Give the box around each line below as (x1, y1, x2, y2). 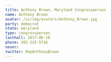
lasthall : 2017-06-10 (5, 35, 50, 40)
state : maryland (5, 26, 39, 31)
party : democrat (5, 21, 39, 26)
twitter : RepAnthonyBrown (5, 49, 59, 54)
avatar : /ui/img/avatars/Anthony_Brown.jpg (5, 16, 97, 21)
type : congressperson (5, 30, 50, 35)
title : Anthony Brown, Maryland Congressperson (5, 7, 106, 12)
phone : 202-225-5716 (5, 40, 48, 45)
